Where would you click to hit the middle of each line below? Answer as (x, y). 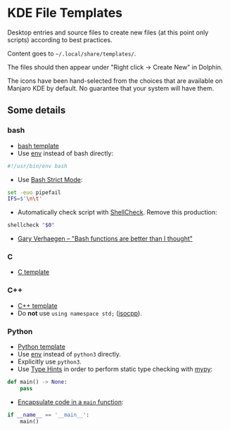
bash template (38, 146)
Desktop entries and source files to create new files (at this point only (108, 32)
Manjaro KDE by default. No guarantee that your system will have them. (111, 88)
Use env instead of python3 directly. (69, 354)
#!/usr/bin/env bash (38, 166)
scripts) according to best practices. (60, 39)
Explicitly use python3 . (50, 362)
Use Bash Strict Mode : (50, 179)
